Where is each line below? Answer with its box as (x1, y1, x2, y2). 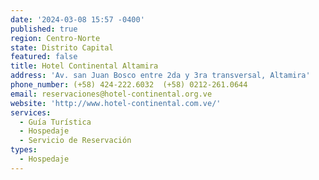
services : (10, 107, 52, 118)
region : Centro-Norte (10, 33, 101, 43)
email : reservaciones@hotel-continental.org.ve (10, 89, 213, 99)
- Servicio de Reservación (19, 136, 132, 146)
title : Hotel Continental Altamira (10, 61, 159, 71)
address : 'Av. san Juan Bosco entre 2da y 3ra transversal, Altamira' (10, 71, 311, 81)
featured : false (10, 52, 78, 62)
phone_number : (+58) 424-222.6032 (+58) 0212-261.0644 (10, 80, 248, 90)
